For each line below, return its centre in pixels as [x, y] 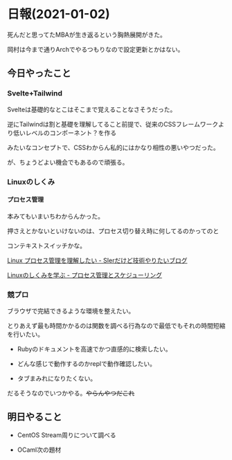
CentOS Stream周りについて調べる [66, 435]
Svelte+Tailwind [35, 93]
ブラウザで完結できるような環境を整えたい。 [71, 311]
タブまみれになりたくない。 [57, 378]
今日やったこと [39, 73]
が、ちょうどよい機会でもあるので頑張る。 [68, 162]
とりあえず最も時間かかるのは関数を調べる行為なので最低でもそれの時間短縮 [116, 326]
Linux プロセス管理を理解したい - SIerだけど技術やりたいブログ [97, 260]
